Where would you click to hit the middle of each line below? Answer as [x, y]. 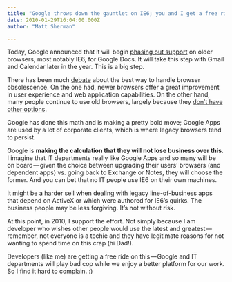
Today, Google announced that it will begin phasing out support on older [110, 52]
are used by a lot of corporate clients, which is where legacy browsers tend [115, 130]
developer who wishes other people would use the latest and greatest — [110, 229]
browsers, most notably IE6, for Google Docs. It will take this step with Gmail [116, 59]
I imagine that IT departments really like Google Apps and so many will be [112, 158]
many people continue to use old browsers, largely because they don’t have [115, 102]
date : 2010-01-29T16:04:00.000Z [54, 20]
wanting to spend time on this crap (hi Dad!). [70, 243]
